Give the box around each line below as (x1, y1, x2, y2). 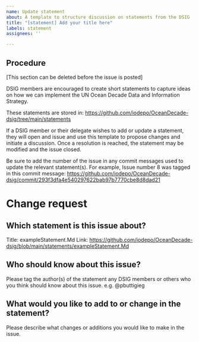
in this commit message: (6, 170, 66, 177)
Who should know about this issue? (6, 260, 141, 270)
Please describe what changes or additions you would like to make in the (6, 324, 185, 331)
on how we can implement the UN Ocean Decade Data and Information (6, 91, 180, 98)
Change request (6, 197, 87, 210)
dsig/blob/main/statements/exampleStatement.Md (6, 242, 129, 250)
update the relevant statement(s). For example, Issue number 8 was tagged (6, 164, 191, 171)
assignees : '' (6, 31, 42, 37)
